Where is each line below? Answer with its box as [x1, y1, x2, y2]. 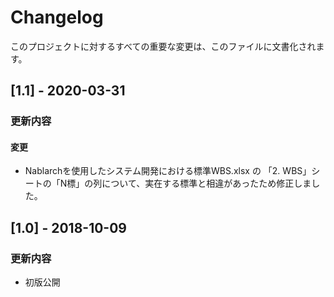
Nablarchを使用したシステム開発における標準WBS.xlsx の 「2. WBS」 [24, 165, 312, 177]
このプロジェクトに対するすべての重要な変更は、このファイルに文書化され [10, 40, 317, 52]
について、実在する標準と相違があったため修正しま [101, 177, 312, 190]
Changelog [10, 6, 104, 29]
